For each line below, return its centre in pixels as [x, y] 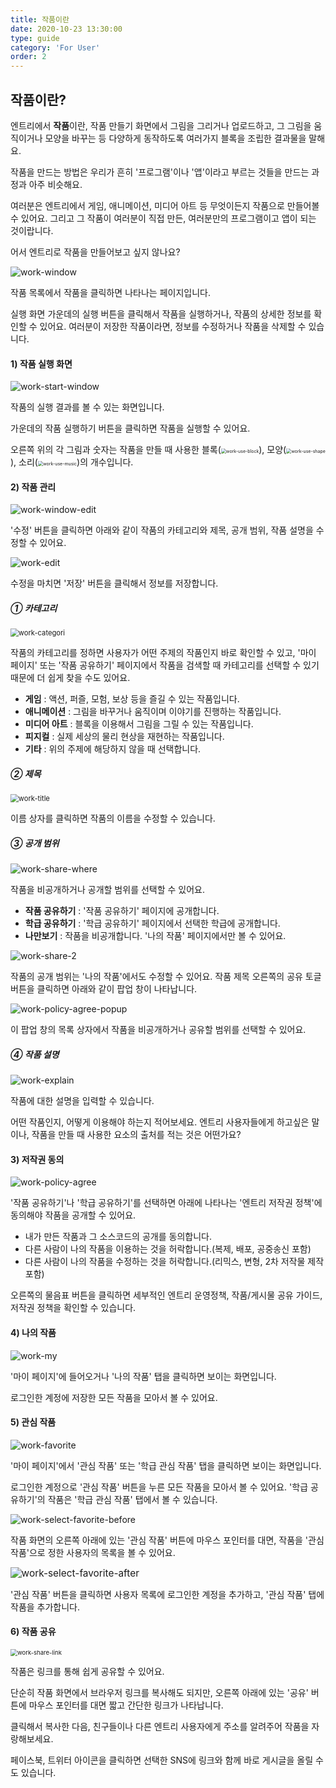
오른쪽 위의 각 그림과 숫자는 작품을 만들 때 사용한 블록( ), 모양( [148, 450]
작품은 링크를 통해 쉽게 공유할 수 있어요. [87, 1672]
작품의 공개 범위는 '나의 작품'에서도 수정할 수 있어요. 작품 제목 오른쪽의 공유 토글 [166, 977]
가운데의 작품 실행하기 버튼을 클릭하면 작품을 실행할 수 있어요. [130, 428]
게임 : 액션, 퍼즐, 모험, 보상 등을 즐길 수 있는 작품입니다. [132, 699]
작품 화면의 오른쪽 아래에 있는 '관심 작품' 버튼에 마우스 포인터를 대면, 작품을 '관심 [167, 1540]
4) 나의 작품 [33, 1333]
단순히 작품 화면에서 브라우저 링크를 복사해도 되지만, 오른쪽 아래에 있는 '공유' [159, 1693]
